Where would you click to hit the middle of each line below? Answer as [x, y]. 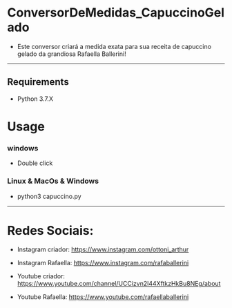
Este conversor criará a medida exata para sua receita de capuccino [114, 46]
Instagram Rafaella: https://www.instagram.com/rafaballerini [103, 263]
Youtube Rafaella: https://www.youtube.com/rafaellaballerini [103, 297]
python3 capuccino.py [49, 196]
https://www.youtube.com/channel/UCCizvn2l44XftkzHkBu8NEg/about [119, 284]
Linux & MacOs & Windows [53, 181]
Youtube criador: [41, 276]
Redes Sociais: [50, 230]
